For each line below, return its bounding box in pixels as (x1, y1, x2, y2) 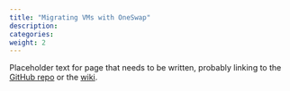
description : (9, 21, 59, 30)
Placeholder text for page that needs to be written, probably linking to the (9, 62, 282, 73)
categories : (9, 29, 54, 38)
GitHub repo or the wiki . (9, 72, 98, 83)
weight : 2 (9, 37, 47, 47)
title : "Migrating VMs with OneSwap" (9, 12, 151, 22)
